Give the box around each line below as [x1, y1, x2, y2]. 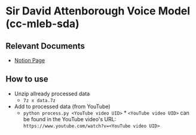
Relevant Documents [5, 41, 85, 51]
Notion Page [14, 57, 45, 64]
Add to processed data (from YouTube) [14, 103, 111, 110]
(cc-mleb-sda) [5, 17, 80, 31]
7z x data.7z [23, 97, 56, 103]
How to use [5, 74, 48, 85]
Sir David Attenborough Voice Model [5, 4, 191, 18]
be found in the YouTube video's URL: [23, 115, 117, 122]
